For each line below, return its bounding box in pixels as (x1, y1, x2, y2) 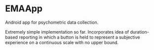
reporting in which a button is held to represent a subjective (19, 34, 140, 40)
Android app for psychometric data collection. (5, 19, 99, 25)
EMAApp (5, 3, 43, 14)
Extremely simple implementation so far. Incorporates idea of (5, 29, 129, 35)
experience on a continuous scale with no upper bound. (5, 39, 119, 45)
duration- (130, 29, 149, 35)
